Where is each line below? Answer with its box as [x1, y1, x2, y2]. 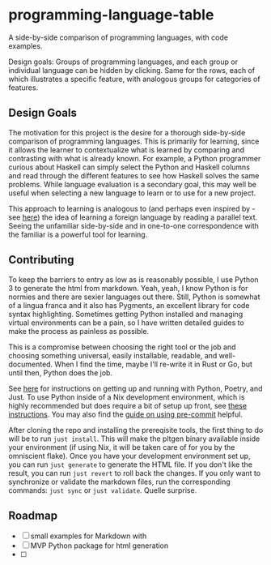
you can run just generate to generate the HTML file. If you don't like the [8, 460, 253, 469]
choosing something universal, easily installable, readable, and [8, 350, 218, 360]
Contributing [8, 253, 74, 267]
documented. [8, 359, 53, 369]
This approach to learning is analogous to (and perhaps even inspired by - [8, 203, 256, 213]
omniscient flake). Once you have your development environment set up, [8, 451, 251, 460]
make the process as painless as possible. [8, 326, 150, 336]
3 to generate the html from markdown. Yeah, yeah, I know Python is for [8, 283, 248, 293]
